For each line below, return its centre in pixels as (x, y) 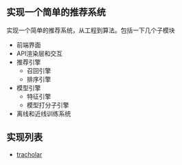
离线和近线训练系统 (44, 113)
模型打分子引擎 (48, 104)
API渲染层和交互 (39, 53)
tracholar (29, 154)
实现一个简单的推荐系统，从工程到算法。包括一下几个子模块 (91, 30)
